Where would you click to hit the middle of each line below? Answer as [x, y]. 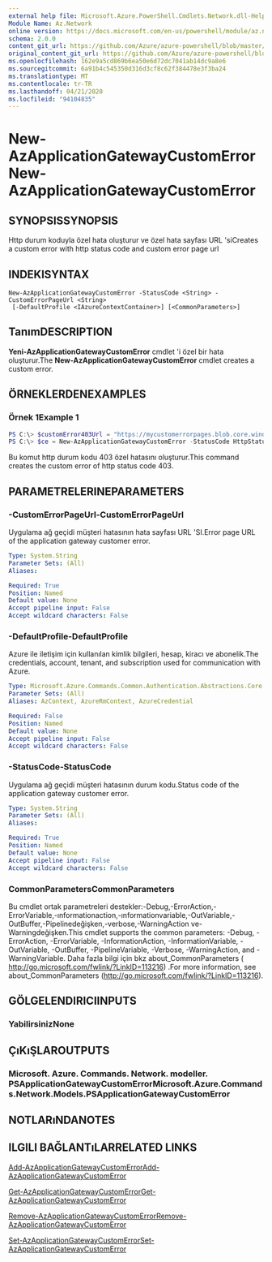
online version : [36, 31]
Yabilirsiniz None [42, 1024]
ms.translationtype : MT [49, 76]
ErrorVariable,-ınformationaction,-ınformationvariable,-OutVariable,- [122, 915]
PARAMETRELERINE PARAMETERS [96, 491]
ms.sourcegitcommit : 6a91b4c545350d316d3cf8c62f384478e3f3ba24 [117, 69]
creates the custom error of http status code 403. [91, 466]
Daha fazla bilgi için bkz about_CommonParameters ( [156, 958]
